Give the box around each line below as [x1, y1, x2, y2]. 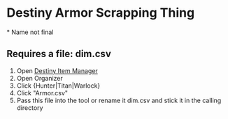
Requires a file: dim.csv [6, 48, 111, 60]
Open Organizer [16, 74, 64, 82]
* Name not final [6, 28, 54, 36]
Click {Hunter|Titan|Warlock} [16, 81, 101, 90]
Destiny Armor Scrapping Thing [6, 5, 195, 21]
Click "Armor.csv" [16, 88, 68, 97]
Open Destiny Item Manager [16, 66, 99, 74]
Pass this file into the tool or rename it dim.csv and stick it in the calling [16, 96, 222, 104]
